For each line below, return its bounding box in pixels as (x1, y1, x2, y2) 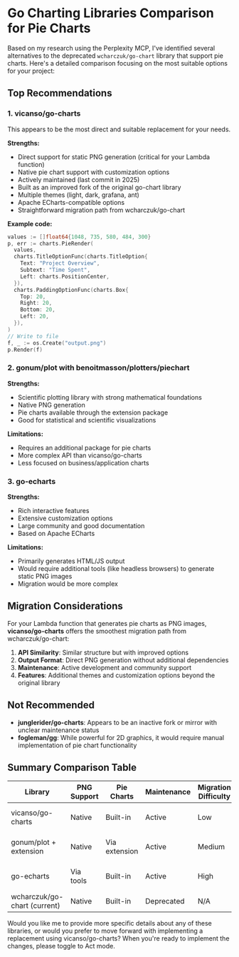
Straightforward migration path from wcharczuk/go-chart (17, 206, 186, 214)
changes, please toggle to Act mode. (7, 942, 116, 951)
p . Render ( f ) (7, 346, 43, 353)
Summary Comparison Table (7, 761, 137, 774)
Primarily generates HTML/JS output (17, 557, 125, 565)
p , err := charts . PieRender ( (7, 240, 94, 247)
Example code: (7, 219, 53, 228)
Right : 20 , (20, 300, 53, 307)
